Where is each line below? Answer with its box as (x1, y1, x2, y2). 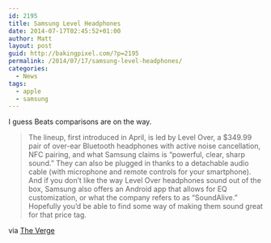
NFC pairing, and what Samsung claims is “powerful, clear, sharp (28, 150, 245, 160)
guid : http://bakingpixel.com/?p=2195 (8, 49, 139, 58)
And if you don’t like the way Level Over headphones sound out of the (28, 176, 261, 185)
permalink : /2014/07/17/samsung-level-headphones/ (8, 58, 183, 66)
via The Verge (8, 226, 55, 236)
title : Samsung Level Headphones (8, 19, 121, 28)
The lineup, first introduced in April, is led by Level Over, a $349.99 (28, 133, 252, 143)
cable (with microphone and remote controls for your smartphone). (28, 167, 252, 177)
